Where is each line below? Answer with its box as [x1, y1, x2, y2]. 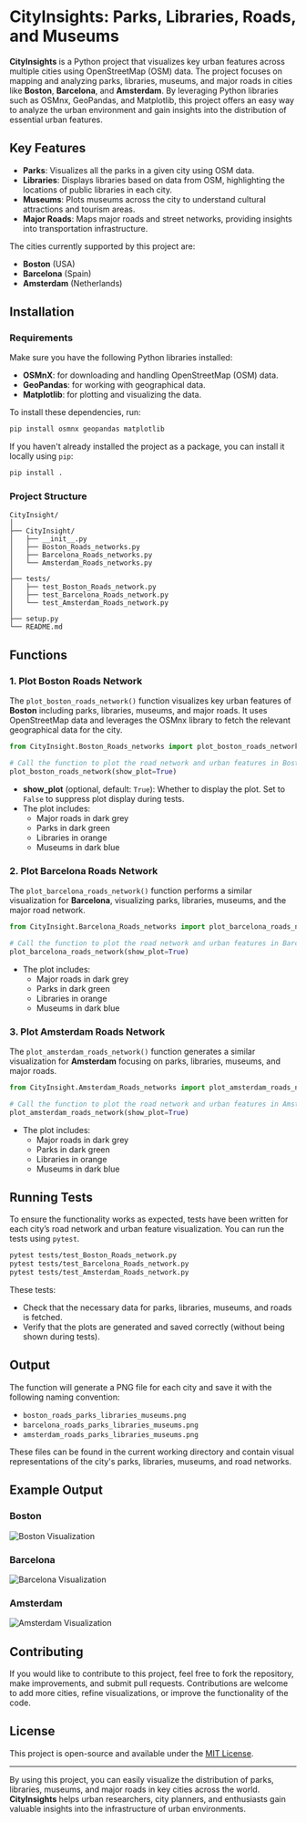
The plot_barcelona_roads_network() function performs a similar [9, 885, 252, 896]
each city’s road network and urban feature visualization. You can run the [9, 1224, 285, 1234]
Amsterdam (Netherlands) [22, 277, 123, 288]
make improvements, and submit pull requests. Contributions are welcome [9, 1677, 289, 1689]
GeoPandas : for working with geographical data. [22, 380, 207, 391]
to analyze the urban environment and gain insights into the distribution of [9, 104, 287, 115]
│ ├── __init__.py [9, 535, 88, 544]
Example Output [9, 1483, 103, 1498]
